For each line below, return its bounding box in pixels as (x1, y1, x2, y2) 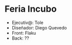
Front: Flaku (11, 30, 36, 36)
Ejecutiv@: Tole (11, 20, 44, 25)
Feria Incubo (4, 3, 57, 15)
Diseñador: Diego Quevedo (11, 24, 67, 30)
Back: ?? (11, 35, 29, 41)
